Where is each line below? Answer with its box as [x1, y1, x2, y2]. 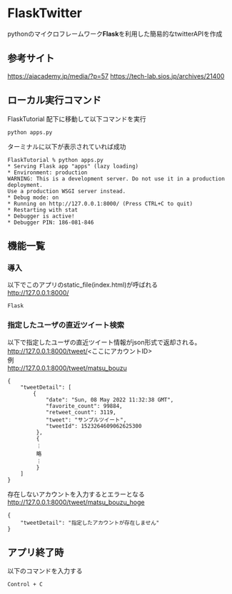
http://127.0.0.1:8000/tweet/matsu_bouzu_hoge [7, 498, 145, 506]
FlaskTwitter [7, 5, 82, 21]
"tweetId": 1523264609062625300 [45, 422, 142, 429]
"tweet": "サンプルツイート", [45, 416, 127, 424]
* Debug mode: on [7, 194, 59, 201]
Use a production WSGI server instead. [7, 188, 126, 195]
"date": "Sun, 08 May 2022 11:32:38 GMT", [45, 396, 174, 404]
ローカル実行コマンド [7, 94, 101, 106]
